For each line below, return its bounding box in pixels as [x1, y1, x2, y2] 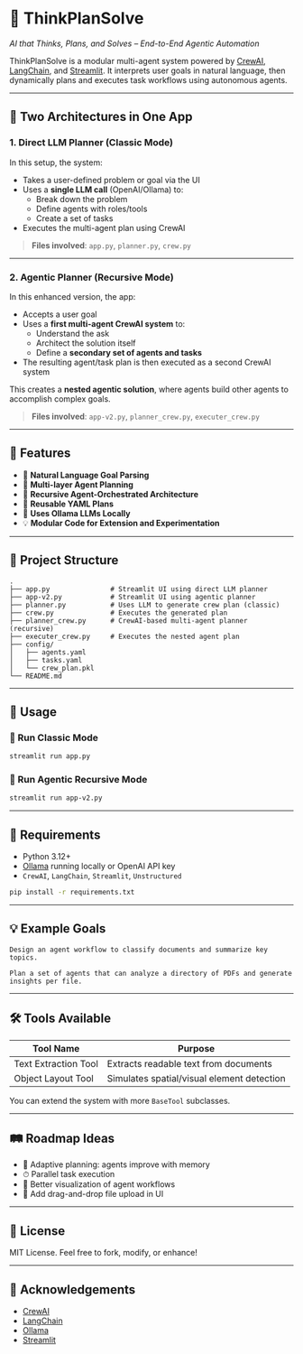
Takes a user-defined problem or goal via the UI [22, 174, 200, 185]
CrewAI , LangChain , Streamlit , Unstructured [22, 870, 182, 881]
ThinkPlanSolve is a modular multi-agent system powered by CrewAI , [9, 55, 266, 66]
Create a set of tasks [35, 212, 114, 224]
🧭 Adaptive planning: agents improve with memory [22, 1159, 210, 1170]
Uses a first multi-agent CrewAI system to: [22, 318, 186, 329]
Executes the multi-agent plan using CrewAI [22, 222, 186, 233]
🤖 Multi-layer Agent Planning [22, 478, 133, 490]
